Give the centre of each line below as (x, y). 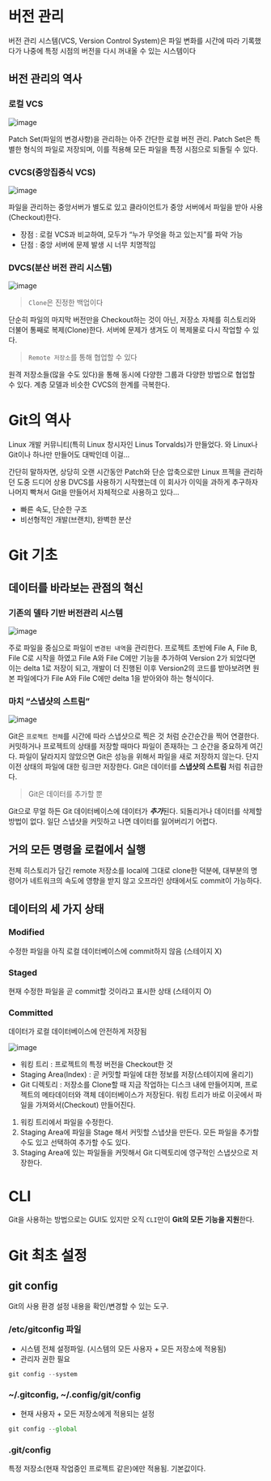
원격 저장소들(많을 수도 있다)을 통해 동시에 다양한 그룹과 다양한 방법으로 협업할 (132, 375)
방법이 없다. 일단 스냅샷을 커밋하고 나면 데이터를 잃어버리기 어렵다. (113, 821)
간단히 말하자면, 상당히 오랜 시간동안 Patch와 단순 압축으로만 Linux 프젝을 (125, 472)
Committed (31, 1013)
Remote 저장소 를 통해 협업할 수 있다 (83, 357)
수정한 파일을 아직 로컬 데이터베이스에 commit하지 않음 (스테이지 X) (115, 951)
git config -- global (43, 1429)
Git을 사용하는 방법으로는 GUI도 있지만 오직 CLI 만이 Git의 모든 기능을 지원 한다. (131, 1220)
